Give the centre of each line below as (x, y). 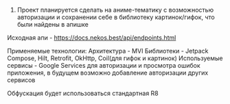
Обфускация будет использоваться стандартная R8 (83, 93)
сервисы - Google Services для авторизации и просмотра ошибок (104, 65)
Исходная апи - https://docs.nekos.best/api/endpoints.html (92, 38)
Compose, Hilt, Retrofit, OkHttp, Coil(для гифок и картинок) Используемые (115, 58)
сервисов (21, 80)
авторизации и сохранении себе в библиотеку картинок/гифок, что (116, 17)
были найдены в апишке (53, 24)
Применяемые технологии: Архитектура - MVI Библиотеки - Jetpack (108, 51)
